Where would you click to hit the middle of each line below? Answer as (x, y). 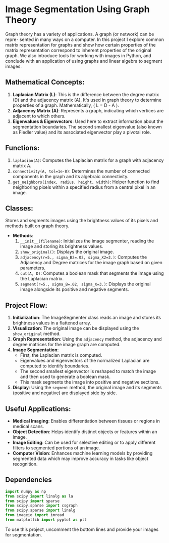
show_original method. (37, 334)
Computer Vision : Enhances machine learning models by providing (82, 453)
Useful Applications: (38, 409)
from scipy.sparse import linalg (40, 510)
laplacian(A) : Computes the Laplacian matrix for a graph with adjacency (88, 160)
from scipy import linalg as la (39, 496)
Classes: (19, 208)
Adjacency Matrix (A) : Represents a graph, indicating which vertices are (88, 110)
